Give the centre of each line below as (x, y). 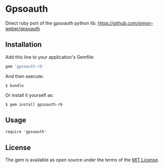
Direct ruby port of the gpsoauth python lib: (51, 23)
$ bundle (15, 86)
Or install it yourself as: (29, 95)
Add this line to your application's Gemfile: (50, 57)
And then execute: (25, 76)
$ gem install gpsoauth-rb (34, 104)
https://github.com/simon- (125, 23)
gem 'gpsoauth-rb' (25, 66)
